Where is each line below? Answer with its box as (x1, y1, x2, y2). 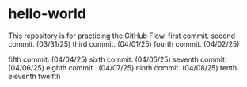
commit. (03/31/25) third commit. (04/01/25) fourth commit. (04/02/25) (8, 39, 240, 48)
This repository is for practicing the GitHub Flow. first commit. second (8, 31, 236, 40)
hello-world (8, 5, 87, 23)
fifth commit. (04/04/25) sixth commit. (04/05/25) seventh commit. (8, 55, 227, 64)
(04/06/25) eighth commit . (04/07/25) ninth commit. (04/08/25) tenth (8, 62, 237, 72)
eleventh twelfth (8, 71, 61, 81)
